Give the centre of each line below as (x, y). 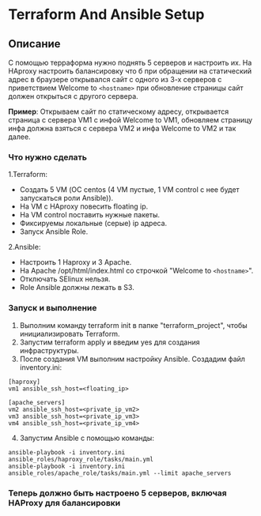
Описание (34, 44)
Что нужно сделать (47, 157)
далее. (19, 137)
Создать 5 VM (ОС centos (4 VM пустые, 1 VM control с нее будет (129, 190)
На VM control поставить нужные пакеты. (90, 215)
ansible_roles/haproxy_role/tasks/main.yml (81, 459)
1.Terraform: (28, 175)
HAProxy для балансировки (64, 503)
